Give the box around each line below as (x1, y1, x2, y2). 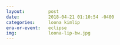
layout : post (6, 8, 59, 15)
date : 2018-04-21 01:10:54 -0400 (6, 14, 115, 20)
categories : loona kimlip (6, 19, 81, 25)
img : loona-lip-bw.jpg (6, 30, 91, 36)
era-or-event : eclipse (6, 25, 67, 31)
